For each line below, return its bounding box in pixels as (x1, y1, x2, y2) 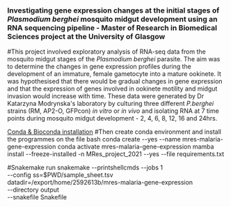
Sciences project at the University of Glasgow (7, 31, 166, 41)
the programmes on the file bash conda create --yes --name (7, 135, 181, 144)
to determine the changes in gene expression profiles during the (7, 62, 191, 71)
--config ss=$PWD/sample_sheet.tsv (7, 171, 113, 179)
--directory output (7, 185, 59, 194)
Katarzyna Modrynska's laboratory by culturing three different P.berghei (7, 100, 214, 108)
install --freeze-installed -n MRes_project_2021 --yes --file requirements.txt (7, 150, 225, 158)
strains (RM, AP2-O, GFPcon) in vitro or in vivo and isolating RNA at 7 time (7, 107, 219, 115)
